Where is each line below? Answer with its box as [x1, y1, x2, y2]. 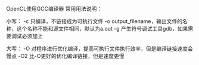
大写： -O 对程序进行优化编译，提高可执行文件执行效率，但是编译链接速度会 [6, 45, 194, 52]
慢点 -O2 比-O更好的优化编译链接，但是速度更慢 [6, 53, 125, 59]
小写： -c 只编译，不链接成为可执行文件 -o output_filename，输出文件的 [6, 18, 183, 25]
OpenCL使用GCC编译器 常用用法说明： [6, 5, 102, 12]
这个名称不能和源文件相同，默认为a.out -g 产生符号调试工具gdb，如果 [16, 25, 188, 32]
